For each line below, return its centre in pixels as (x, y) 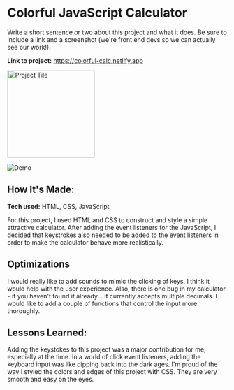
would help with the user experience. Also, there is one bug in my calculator (116, 289)
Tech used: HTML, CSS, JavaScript (58, 206)
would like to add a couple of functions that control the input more (102, 303)
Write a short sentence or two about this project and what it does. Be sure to (117, 32)
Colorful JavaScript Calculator (97, 13)
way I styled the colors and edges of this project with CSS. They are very (112, 372)
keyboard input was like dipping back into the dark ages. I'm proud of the (112, 364)
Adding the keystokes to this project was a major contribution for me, (107, 349)
